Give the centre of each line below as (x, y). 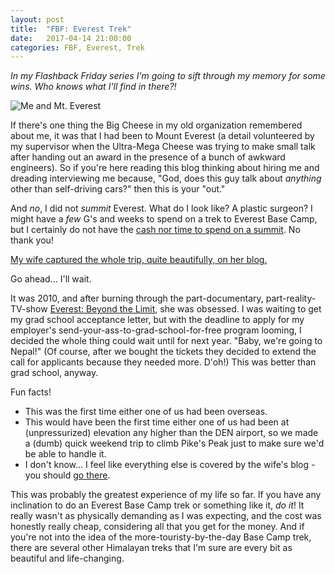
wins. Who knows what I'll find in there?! (93, 87)
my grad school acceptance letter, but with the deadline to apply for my (157, 320)
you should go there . (67, 475)
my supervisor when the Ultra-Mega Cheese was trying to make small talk (163, 147)
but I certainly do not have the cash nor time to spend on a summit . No (155, 230)
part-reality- (291, 298)
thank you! (32, 240)
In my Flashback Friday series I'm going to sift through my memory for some (168, 76)
